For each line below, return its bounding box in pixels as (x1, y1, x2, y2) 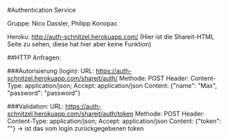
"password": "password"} (7, 89, 81, 97)
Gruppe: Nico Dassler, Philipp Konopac (7, 19, 118, 27)
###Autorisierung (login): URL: (7, 67, 95, 75)
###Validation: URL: (7, 102, 64, 110)
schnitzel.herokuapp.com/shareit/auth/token (7, 110, 134, 118)
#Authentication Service (7, 6, 76, 14)
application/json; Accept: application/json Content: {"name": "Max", (24, 82, 218, 89)
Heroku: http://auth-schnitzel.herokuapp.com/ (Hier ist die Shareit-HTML (7, 33, 215, 41)
